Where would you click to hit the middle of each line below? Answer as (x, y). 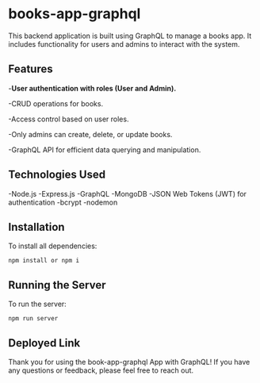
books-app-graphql (75, 14)
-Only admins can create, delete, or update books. (90, 134)
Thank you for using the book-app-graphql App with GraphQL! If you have (129, 362)
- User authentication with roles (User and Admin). (92, 88)
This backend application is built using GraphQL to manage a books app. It (130, 36)
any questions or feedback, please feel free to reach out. (101, 370)
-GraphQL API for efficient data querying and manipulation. (105, 149)
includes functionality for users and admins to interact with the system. (124, 44)
